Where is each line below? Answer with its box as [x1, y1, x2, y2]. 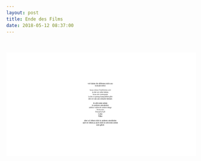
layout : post [6, 10, 39, 16]
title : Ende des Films [6, 16, 63, 22]
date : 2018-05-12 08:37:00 [6, 22, 74, 28]
